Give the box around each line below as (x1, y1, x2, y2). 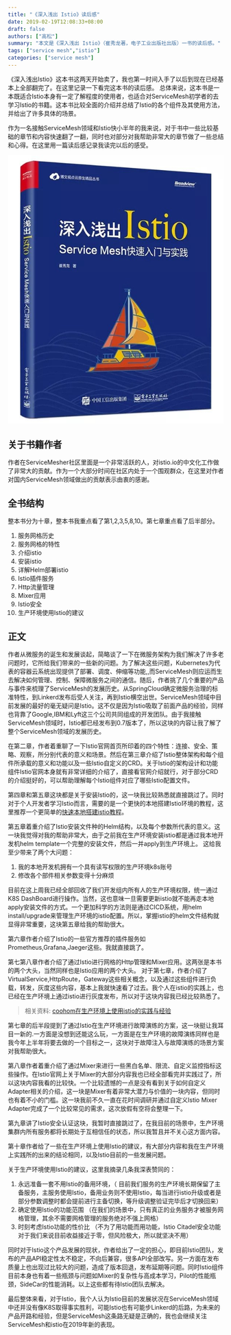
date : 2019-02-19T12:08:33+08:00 (8, 18, 104, 25)
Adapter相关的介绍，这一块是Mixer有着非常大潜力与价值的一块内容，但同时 (8, 1087, 221, 1096)
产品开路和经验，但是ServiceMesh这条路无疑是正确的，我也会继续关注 (8, 1312, 208, 1320)
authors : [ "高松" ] (8, 33, 58, 40)
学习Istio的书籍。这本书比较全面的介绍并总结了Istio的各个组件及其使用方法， (8, 100, 224, 109)
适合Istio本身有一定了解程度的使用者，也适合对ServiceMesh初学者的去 (19, 92, 219, 100)
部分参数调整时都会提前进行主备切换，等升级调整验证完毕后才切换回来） (17, 1197, 222, 1205)
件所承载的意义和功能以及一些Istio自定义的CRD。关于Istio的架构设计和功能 (8, 759, 219, 767)
